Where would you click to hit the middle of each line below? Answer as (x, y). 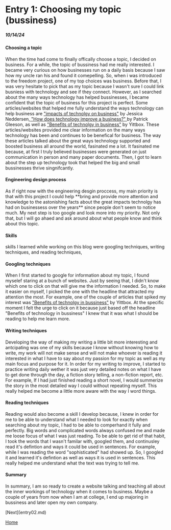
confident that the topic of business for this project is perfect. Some (77, 102)
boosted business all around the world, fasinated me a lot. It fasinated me (82, 146)
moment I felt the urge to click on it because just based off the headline (80, 308)
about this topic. (22, 223)
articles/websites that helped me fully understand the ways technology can (84, 108)
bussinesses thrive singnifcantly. (40, 168)
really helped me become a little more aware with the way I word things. (81, 391)
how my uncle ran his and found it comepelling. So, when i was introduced (84, 75)
